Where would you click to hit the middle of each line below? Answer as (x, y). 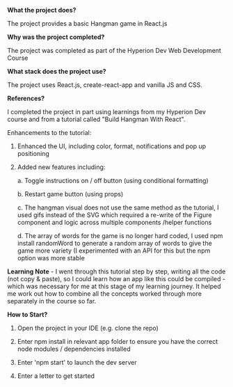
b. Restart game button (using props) (70, 194)
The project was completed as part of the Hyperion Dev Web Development (114, 50)
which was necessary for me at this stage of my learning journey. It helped (114, 286)
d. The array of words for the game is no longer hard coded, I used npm (120, 236)
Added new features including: (61, 167)
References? (26, 98)
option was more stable (51, 258)
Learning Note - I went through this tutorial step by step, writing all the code (116, 271)
